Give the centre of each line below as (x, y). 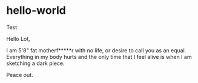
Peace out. (20, 75)
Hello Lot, (18, 38)
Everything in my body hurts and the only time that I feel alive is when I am (99, 57)
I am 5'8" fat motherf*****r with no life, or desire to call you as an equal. (96, 50)
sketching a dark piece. (35, 63)
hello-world (36, 11)
